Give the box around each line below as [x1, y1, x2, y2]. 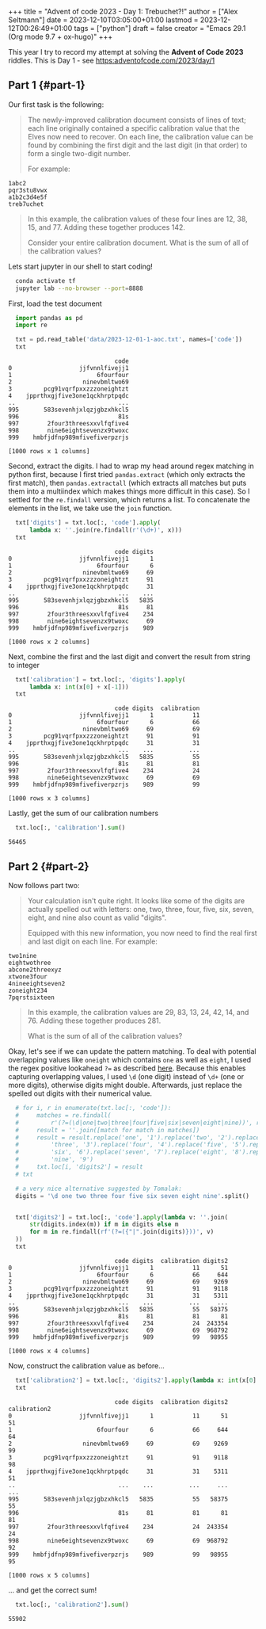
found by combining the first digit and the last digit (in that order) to [27, 140, 248, 150]
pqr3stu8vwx [8, 186, 47, 194]
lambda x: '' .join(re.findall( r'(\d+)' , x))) [28, 526, 182, 534]
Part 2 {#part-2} [8, 860, 89, 873]
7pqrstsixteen [8, 994, 55, 1001]
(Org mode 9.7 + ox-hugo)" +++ [8, 32, 113, 41]
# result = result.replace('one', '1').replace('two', [15, 1133, 215, 1142]
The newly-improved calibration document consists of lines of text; [27, 115, 247, 124]
